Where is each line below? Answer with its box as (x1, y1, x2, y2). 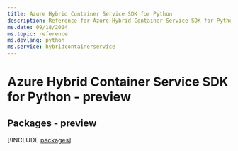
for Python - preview (7, 89, 131, 105)
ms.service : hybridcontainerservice (7, 43, 115, 50)
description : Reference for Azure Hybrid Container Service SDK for (7, 17, 214, 24)
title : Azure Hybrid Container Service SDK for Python (7, 10, 173, 18)
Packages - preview (7, 117, 97, 129)
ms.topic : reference (7, 30, 69, 38)
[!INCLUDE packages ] (7, 136, 72, 144)
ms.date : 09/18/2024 (7, 23, 69, 30)
